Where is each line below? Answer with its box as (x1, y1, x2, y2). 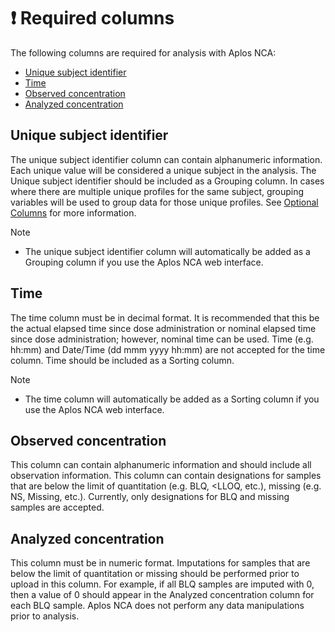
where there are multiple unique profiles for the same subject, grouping (10, 185, 305, 197)
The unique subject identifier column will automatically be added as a (24, 245, 311, 257)
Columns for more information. (10, 206, 137, 219)
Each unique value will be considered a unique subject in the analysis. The (10, 164, 317, 176)
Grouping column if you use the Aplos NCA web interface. (24, 256, 264, 268)
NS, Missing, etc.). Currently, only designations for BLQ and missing (10, 491, 290, 503)
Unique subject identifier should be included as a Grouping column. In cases (10, 175, 325, 187)
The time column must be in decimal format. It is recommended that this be (10, 311, 320, 324)
